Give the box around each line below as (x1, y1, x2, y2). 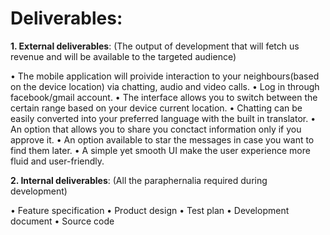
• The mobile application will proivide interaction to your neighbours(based (10, 70, 320, 82)
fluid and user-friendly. (10, 155, 105, 167)
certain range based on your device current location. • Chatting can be (10, 102, 303, 114)
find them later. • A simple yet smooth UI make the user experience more (10, 144, 311, 156)
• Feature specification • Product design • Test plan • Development (10, 204, 290, 216)
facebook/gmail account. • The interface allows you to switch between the (10, 91, 318, 103)
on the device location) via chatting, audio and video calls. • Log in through (10, 80, 320, 92)
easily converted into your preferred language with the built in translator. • (10, 112, 317, 124)
